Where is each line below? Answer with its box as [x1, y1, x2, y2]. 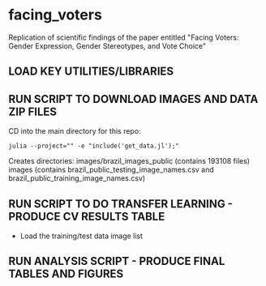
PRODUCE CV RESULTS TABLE [8, 209, 165, 224]
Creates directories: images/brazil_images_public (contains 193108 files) [8, 156, 250, 166]
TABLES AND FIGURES [8, 267, 124, 281]
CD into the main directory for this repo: [8, 126, 141, 136]
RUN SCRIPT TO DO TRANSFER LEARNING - [8, 197, 234, 211]
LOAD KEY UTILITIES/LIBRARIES [8, 65, 174, 79]
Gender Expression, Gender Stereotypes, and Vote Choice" [8, 41, 207, 50]
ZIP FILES [8, 105, 58, 118]
